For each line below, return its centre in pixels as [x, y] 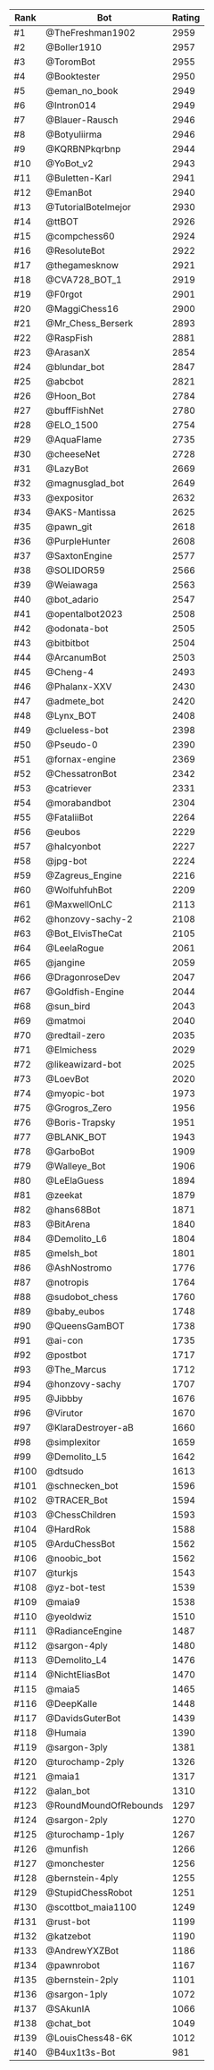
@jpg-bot [66, 861]
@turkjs [62, 1573]
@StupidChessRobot [89, 1893]
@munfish [67, 1849]
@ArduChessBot [81, 1544]
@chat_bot [68, 2023]
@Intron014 [71, 105]
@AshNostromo [79, 1267]
